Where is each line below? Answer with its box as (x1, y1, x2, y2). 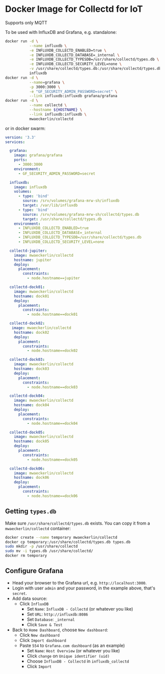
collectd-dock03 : (9, 357, 45, 362)
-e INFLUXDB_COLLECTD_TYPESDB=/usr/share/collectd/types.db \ (29, 57, 160, 62)
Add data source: (12, 595, 48, 601)
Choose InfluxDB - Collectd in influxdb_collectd (27, 658, 129, 664)
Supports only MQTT (5, 20, 48, 26)
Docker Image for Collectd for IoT (5, 3, 143, 15)
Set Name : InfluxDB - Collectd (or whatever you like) (27, 606, 134, 612)
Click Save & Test (27, 621, 63, 627)
